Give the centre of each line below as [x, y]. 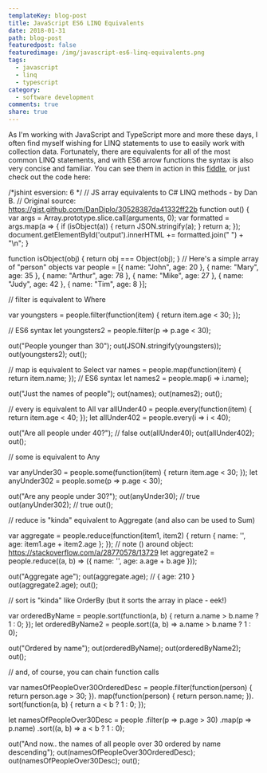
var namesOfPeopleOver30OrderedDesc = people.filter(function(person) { [130, 687]
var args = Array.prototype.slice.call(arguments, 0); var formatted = [119, 218]
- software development [55, 97]
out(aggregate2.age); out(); [53, 585]
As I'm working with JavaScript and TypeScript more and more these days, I [133, 135]
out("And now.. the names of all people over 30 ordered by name [115, 744]
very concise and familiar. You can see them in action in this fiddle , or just [129, 169]
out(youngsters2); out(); [48, 354]
